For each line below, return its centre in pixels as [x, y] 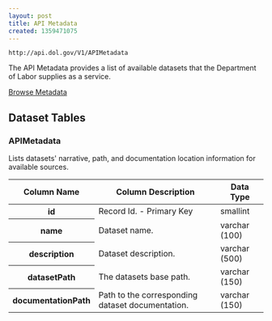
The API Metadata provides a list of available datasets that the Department [132, 68]
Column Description [155, 192]
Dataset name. [126, 230]
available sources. [38, 167]
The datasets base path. [144, 277]
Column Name [51, 192]
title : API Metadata [43, 23]
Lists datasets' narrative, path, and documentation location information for [132, 158]
